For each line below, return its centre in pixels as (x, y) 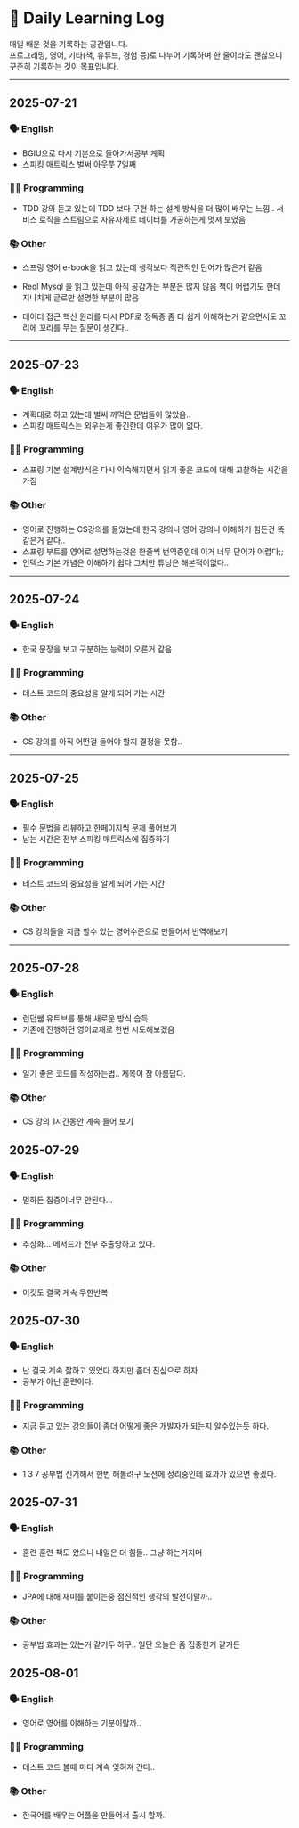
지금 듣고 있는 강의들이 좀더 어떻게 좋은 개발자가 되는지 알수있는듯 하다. (145, 1426)
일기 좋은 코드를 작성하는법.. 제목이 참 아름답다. (104, 1074)
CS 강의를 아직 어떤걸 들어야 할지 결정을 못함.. (102, 741)
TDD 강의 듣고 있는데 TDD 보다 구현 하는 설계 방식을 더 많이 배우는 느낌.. (148, 208)
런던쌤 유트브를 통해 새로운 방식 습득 (85, 1018)
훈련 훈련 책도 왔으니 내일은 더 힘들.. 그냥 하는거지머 (112, 1552)
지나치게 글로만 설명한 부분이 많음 (81, 298)
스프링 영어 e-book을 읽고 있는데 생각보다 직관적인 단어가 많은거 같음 (142, 267)
